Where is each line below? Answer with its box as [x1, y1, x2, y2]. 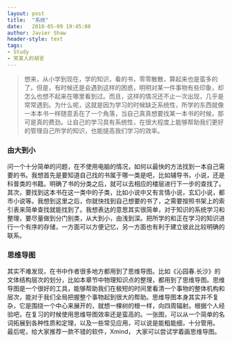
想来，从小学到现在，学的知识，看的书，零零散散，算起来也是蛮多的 [23, 74, 218, 83]
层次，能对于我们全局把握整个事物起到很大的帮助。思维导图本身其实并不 [7, 293, 213, 301]
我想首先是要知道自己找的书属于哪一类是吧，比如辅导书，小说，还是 [30, 171, 225, 179]
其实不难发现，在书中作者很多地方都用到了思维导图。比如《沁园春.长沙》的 [7, 267, 221, 276]
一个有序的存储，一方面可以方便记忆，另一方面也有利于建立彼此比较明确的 [12, 223, 225, 231]
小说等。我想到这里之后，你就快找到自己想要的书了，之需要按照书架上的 [12, 197, 219, 205]
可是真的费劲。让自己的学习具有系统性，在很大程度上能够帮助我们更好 [23, 118, 224, 126]
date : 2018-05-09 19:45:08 [7, 23, 91, 30]
